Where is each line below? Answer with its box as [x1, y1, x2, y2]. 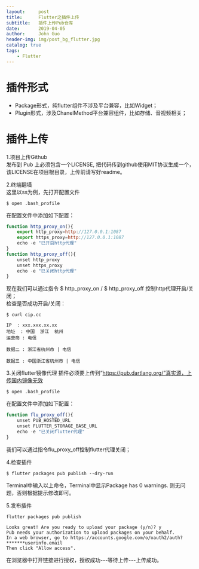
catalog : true [6, 42, 42, 48]
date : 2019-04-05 [6, 25, 66, 32]
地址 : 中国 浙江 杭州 [6, 329, 64, 335]
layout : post [6, 8, 50, 15]
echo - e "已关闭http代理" [17, 268, 77, 274]
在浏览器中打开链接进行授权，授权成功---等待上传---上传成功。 [6, 556, 163, 564]
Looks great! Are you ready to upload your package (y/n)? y [6, 524, 162, 530]
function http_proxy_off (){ [6, 251, 76, 257]
